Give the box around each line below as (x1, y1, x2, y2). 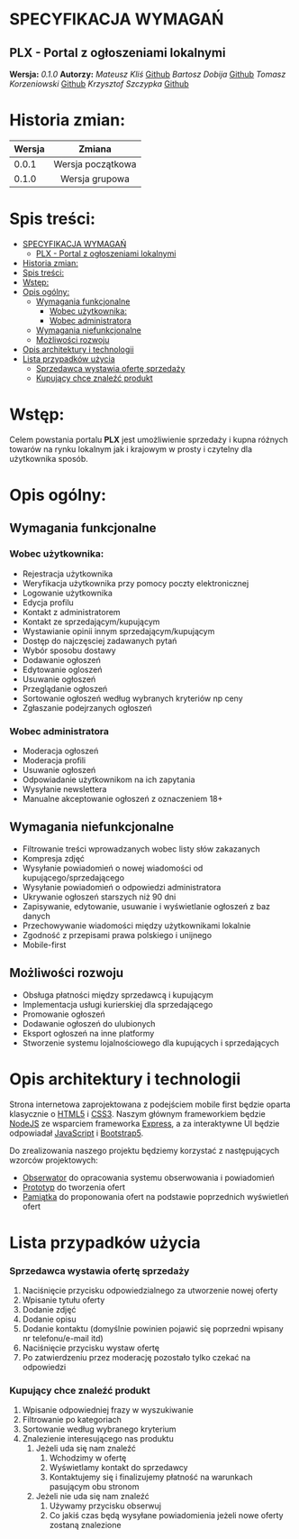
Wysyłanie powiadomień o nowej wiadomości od (22, 862, 204, 873)
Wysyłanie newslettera (22, 783, 107, 794)
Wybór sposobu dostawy (22, 645, 116, 656)
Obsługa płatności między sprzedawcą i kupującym (22, 989, 213, 1000)
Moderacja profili (22, 754, 86, 766)
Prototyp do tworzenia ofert (22, 1182, 126, 1193)
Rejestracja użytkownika (22, 568, 113, 579)
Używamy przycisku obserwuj (49, 1500, 162, 1511)
